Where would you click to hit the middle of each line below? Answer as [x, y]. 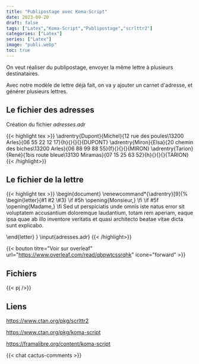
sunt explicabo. [25, 226]
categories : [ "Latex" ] [34, 34]
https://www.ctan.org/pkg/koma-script [53, 332]
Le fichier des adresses [50, 110]
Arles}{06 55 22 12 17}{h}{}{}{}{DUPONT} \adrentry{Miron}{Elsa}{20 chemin [100, 142]
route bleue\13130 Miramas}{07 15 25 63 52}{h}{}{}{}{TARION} [112, 154]
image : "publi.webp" [32, 45]
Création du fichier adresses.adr [46, 124]
